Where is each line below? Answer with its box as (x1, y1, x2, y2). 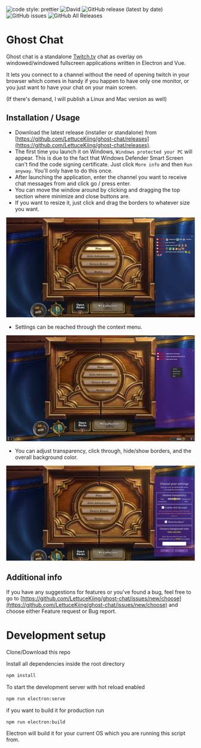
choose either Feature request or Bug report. (6, 607, 117, 615)
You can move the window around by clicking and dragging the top (14, 186, 181, 193)
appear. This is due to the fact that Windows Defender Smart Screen (14, 154, 184, 162)
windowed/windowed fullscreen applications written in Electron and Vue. (6, 59, 186, 66)
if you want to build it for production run (6, 707, 105, 714)
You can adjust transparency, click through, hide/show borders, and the (14, 447, 191, 454)
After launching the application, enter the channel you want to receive (14, 173, 187, 180)
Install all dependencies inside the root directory (6, 660, 125, 667)
